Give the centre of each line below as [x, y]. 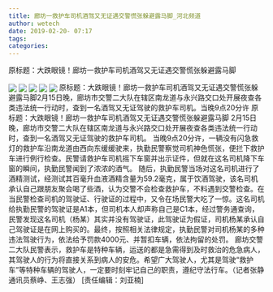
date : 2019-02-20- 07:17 [50, 31]
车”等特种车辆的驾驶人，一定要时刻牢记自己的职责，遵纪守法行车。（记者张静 [136, 270]
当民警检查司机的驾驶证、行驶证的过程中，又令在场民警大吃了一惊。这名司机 [136, 199]
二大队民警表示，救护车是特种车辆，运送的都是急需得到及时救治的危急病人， [136, 250]
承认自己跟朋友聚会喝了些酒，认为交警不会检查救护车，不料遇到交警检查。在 [136, 189]
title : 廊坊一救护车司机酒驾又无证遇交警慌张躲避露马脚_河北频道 [105, 16]
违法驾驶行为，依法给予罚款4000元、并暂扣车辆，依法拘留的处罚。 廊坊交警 [136, 239]
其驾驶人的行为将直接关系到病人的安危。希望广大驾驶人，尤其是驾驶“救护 [131, 260]
